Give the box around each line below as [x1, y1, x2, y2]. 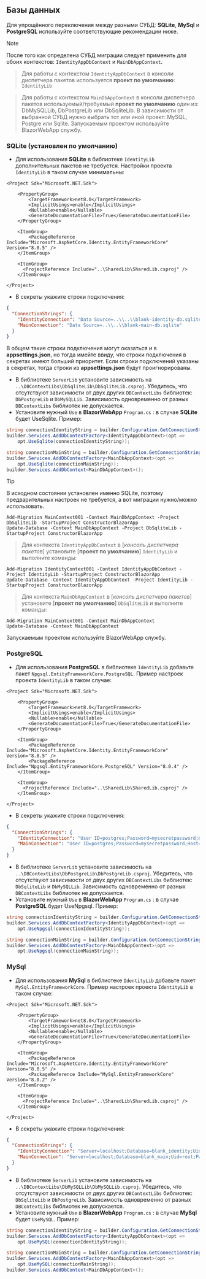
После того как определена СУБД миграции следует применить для [6, 52, 187, 59]
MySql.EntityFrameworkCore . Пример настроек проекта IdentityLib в [15, 983, 193, 990]
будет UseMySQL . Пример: [15, 1215, 80, 1223]
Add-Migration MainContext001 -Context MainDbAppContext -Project [6, 515, 180, 521]
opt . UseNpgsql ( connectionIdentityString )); [17, 926, 131, 932]
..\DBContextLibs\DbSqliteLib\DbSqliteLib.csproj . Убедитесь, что [15, 383, 188, 390]
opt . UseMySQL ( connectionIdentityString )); [17, 1239, 128, 1245]
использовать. [6, 502, 45, 510]
